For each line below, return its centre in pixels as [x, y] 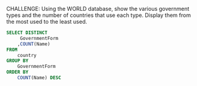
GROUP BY [17, 61]
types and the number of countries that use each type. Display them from [99, 15]
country [27, 55]
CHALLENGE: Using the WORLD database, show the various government [98, 9]
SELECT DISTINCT [27, 33]
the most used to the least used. [47, 21]
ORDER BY [17, 72]
